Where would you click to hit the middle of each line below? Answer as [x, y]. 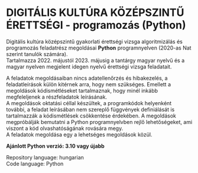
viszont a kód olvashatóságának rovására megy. [65, 128]
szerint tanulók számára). [37, 54]
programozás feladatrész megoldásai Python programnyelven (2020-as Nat [99, 48]
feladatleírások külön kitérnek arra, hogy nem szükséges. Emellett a [89, 84]
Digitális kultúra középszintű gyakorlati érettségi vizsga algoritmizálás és [95, 41]
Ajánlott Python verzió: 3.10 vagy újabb [55, 146]
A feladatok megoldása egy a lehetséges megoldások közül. [79, 134]
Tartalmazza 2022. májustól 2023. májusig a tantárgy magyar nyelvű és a [95, 60]
